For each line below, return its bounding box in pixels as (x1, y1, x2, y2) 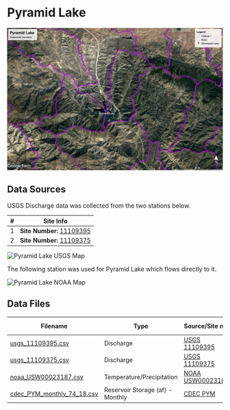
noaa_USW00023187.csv (10, 372, 84, 381)
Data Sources (7, 184, 66, 195)
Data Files (7, 298, 51, 310)
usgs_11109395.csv (10, 339, 70, 348)
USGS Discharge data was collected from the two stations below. (7, 202, 191, 210)
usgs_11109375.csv (10, 356, 70, 364)
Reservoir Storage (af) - (103, 386, 172, 394)
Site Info (43, 217, 68, 225)
